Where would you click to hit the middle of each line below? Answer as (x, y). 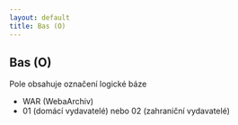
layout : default (40, 18)
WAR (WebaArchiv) (58, 102)
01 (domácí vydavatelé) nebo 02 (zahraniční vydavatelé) (126, 111)
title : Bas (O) (38, 26)
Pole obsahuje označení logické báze (78, 84)
